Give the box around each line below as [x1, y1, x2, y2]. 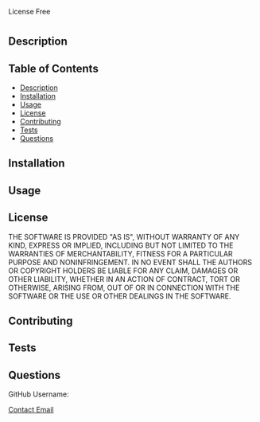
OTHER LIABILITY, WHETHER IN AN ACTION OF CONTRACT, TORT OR [8, 274, 240, 283]
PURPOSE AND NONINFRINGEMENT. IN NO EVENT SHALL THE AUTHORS [8, 257, 253, 267]
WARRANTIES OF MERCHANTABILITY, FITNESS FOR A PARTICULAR [8, 248, 233, 258]
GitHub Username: [8, 389, 69, 399]
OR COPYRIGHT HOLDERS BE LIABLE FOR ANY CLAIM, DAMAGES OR [8, 266, 239, 275]
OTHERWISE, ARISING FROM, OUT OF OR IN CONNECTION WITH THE [8, 283, 240, 292]
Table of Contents [8, 61, 99, 75]
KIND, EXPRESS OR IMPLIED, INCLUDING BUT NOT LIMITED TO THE [8, 240, 234, 250]
